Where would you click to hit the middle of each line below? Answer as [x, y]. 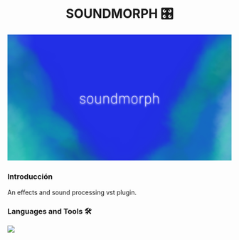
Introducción [30, 177]
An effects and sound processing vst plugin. [72, 192]
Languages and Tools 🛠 [50, 211]
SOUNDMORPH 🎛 [119, 14]
